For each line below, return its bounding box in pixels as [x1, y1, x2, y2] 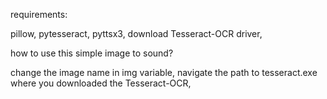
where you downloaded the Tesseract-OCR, [10, 77, 192, 89]
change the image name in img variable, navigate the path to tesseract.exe [10, 67, 318, 78]
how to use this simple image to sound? [10, 47, 174, 59]
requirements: [10, 9, 68, 20]
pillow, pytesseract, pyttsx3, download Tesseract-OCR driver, [10, 28, 263, 39]
